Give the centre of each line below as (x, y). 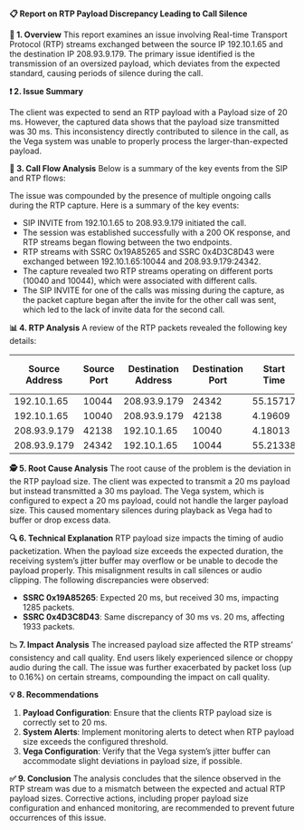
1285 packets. (48, 607)
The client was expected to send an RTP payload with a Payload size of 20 (148, 112)
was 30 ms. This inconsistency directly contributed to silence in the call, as (149, 132)
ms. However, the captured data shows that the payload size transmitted (144, 122)
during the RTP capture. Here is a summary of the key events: (124, 205)
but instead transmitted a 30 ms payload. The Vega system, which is (137, 491)
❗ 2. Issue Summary (47, 91)
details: (23, 341)
